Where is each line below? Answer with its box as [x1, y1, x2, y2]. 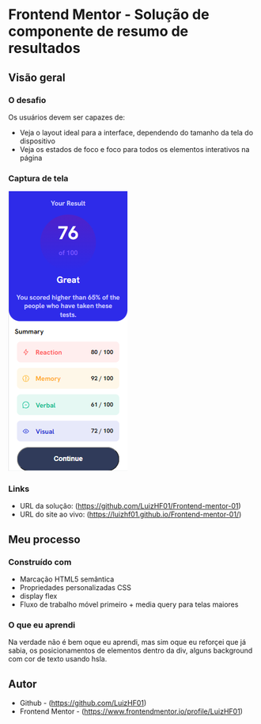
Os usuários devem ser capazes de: [8, 112, 125, 122]
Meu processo [8, 532, 81, 546]
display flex [19, 592, 58, 601]
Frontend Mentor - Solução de [8, 6, 210, 24]
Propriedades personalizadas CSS [19, 583, 132, 593]
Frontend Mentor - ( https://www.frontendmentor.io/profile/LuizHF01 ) [19, 707, 244, 716]
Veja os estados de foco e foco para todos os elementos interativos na [19, 144, 250, 154]
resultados [8, 40, 81, 57]
